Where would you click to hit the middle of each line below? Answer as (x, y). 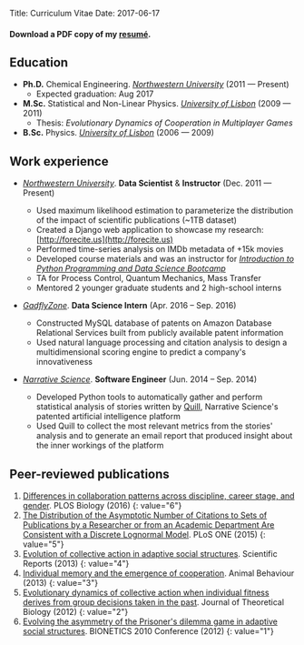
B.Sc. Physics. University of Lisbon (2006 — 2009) (118, 133)
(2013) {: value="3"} (60, 583)
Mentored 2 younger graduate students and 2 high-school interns (159, 288)
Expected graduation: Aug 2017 (95, 94)
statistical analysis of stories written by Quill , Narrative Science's (157, 407)
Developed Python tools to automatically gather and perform (149, 397)
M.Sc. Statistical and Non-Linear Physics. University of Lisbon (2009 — (157, 104)
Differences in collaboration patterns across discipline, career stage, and (158, 496)
